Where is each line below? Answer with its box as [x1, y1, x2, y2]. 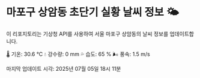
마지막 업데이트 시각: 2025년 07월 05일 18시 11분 [6, 65, 121, 72]
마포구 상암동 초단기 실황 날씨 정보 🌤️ [6, 5, 179, 19]
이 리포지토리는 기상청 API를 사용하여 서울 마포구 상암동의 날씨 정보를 [6, 30, 169, 37]
